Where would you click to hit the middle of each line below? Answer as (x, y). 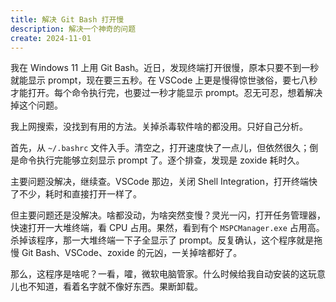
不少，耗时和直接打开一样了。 (80, 194)
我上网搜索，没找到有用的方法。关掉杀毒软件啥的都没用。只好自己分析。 (159, 127)
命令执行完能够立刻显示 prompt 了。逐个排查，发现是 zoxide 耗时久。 (161, 160)
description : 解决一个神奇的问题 (73, 29)
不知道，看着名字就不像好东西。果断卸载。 (115, 287)
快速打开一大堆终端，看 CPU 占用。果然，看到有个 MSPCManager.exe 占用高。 (167, 228)
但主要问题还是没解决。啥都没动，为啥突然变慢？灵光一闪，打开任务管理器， (168, 215)
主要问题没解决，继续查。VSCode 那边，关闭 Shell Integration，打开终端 (160, 182)
